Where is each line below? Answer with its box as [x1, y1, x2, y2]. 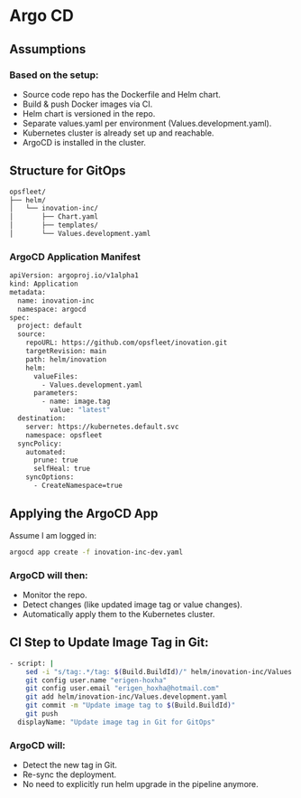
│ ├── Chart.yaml [9, 212, 99, 221]
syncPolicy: [17, 439, 63, 448]
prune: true [32, 455, 78, 465]
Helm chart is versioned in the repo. [22, 108, 156, 118]
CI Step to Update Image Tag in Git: [9, 634, 209, 651]
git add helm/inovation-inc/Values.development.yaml [25, 692, 228, 701]
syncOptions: [25, 473, 75, 482]
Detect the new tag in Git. [22, 760, 117, 771]
